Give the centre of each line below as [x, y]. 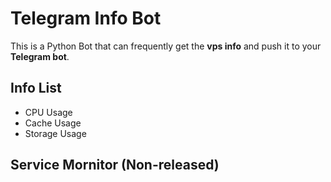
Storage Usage [55, 133]
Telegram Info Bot [86, 18]
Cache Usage [53, 123]
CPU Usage [48, 112]
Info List [36, 88]
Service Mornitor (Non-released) [115, 165]
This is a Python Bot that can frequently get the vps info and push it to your [166, 46]
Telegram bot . [40, 56]
